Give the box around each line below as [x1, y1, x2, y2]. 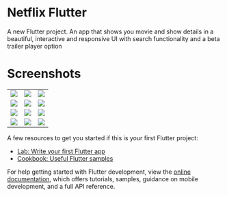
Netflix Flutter [7, 5, 88, 21]
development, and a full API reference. [7, 182, 116, 190]
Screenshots [7, 66, 81, 81]
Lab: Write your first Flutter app [16, 147, 106, 155]
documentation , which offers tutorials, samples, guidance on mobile [7, 174, 198, 183]
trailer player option [7, 42, 63, 50]
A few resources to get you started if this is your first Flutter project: [7, 133, 198, 142]
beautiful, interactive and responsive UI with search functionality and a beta [7, 34, 220, 42]
